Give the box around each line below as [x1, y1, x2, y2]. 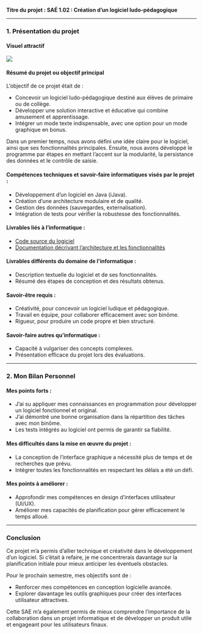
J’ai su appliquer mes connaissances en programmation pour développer [14, 400, 197, 408]
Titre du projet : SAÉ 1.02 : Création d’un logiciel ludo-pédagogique [6, 7, 178, 13]
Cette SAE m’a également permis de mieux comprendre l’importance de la [6, 608, 190, 615]
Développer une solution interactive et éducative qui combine [14, 107, 169, 114]
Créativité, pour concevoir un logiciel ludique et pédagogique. [14, 305, 169, 312]
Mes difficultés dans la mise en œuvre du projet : [6, 440, 132, 447]
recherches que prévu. [14, 460, 72, 467]
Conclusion [6, 533, 41, 542]
